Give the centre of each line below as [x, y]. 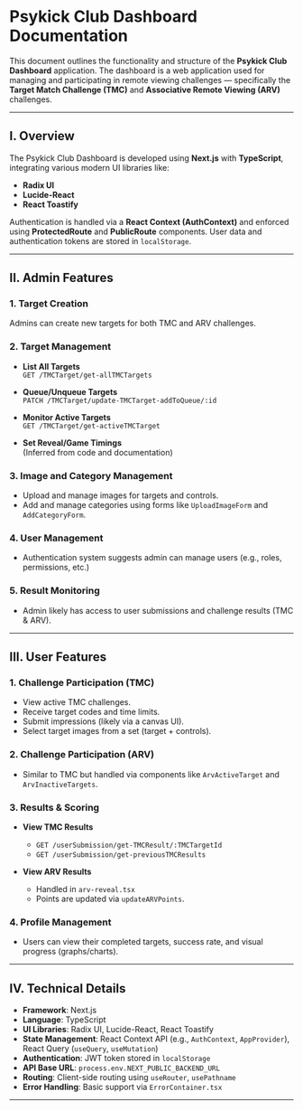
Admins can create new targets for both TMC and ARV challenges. [133, 324]
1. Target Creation [49, 304]
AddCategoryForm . [54, 515]
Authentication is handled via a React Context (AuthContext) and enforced [149, 221]
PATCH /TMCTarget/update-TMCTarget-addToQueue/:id [119, 400]
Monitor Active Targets [66, 417]
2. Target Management [60, 347]
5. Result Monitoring [55, 591]
